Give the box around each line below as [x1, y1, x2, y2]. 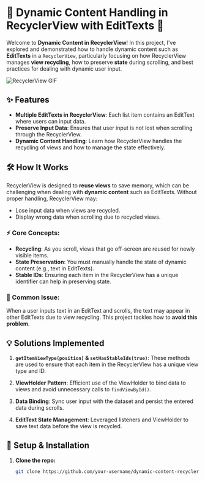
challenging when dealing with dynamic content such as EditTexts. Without [6, 188, 197, 195]
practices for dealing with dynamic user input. [6, 65, 122, 72]
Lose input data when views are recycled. [15, 206, 121, 214]
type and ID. [15, 367, 47, 374]
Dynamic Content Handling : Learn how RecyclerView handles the [15, 137, 182, 144]
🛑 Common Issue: [6, 293, 60, 302]
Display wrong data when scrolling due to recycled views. [15, 213, 161, 221]
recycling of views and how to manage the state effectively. [15, 144, 166, 151]
